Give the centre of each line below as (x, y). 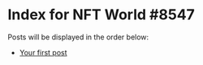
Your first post (43, 52)
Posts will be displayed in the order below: (78, 37)
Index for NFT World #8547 (101, 15)
